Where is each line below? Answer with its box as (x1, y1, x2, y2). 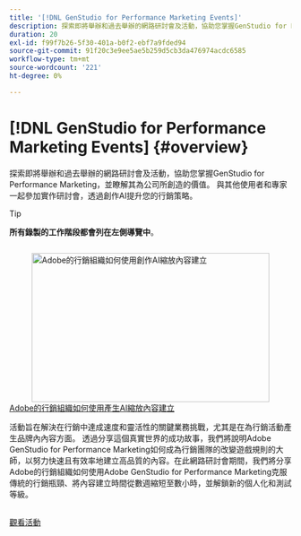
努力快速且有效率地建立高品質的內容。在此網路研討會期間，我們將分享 (32, 455, 292, 466)
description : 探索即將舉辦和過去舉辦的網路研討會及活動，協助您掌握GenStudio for (9, 22, 288, 30)
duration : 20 (9, 30, 58, 39)
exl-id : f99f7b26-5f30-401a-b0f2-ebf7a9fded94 (9, 38, 186, 48)
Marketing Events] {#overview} (9, 136, 249, 157)
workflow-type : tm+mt (9, 55, 90, 64)
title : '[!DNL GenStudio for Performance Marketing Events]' (9, 13, 243, 22)
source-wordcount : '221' (9, 64, 102, 73)
